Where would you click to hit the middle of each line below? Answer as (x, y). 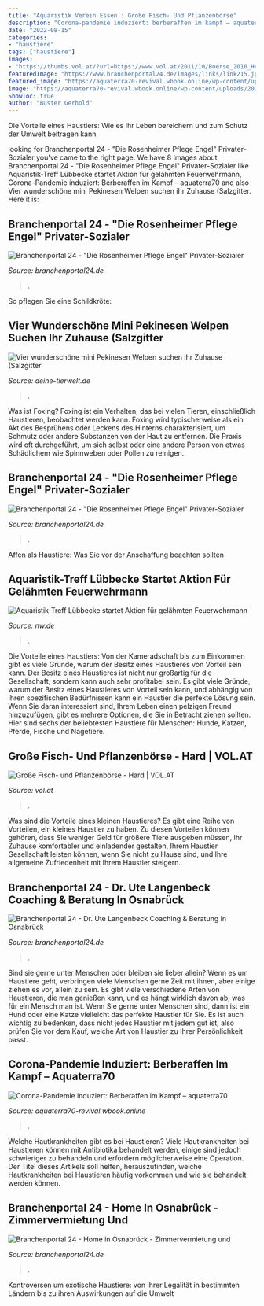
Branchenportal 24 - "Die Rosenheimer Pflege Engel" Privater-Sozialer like (128, 166)
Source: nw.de (31, 625)
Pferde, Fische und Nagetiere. (57, 732)
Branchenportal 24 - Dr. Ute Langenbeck (109, 887)
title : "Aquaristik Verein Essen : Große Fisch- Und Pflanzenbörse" (123, 15)
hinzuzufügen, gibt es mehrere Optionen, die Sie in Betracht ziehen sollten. (130, 715)
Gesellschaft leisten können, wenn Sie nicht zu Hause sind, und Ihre (118, 854)
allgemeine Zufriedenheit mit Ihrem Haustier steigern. (94, 863)
